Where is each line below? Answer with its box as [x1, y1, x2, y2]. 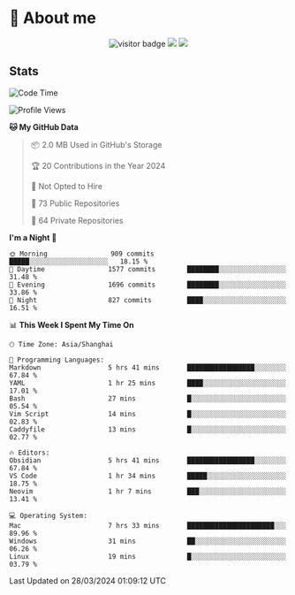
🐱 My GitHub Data [9, 121, 79, 132]
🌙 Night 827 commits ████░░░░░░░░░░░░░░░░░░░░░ [9, 295, 287, 304]
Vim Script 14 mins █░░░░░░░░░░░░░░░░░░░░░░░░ [9, 409, 287, 418]
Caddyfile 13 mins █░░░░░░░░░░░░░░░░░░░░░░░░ [9, 424, 287, 434]
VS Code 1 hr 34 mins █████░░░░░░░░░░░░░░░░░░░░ [9, 471, 287, 480]
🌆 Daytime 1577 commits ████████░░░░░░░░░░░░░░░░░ [9, 264, 287, 273]
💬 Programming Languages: [9, 355, 104, 364]
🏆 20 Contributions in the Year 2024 [30, 160, 166, 171]
